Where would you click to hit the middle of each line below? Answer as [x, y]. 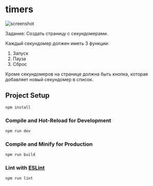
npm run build [20, 155]
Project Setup [28, 96]
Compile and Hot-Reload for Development [58, 120]
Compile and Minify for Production [49, 144]
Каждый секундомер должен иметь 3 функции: [57, 43]
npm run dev [18, 131]
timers [19, 9]
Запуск [20, 53]
